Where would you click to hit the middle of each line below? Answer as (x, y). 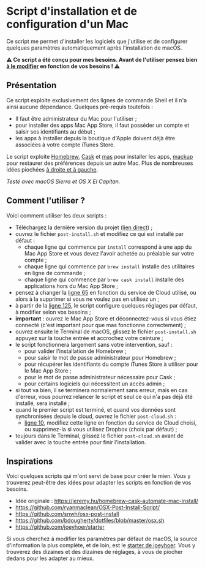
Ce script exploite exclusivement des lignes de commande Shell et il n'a (97, 100)
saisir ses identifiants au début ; (55, 131)
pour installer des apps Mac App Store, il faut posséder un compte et (102, 125)
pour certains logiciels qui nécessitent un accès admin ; (95, 384)
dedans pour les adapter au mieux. (50, 558)
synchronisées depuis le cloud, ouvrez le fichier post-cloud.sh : (95, 416)
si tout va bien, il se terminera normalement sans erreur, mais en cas (101, 390)
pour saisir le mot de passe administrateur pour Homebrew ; (100, 357)
